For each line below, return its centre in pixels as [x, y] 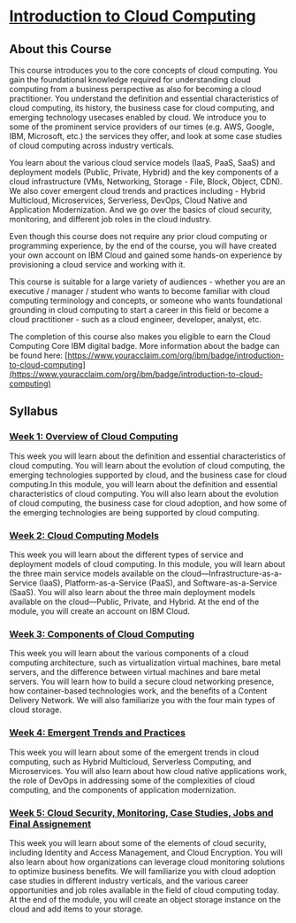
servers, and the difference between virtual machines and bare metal [135, 672]
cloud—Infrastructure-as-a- [231, 573]
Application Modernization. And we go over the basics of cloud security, [140, 209]
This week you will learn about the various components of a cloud [129, 654]
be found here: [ [38, 355]
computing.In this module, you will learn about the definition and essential [144, 484]
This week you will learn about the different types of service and [126, 555]
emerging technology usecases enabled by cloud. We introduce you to [138, 117]
